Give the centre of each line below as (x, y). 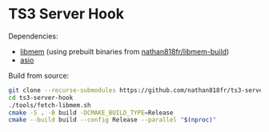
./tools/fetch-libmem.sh (50, 105)
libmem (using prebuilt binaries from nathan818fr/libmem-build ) (124, 51)
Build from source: (39, 75)
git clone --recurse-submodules (62, 90)
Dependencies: (33, 36)
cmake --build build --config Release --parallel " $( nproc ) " (112, 120)
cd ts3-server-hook (41, 98)
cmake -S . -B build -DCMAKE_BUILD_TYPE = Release (91, 113)
